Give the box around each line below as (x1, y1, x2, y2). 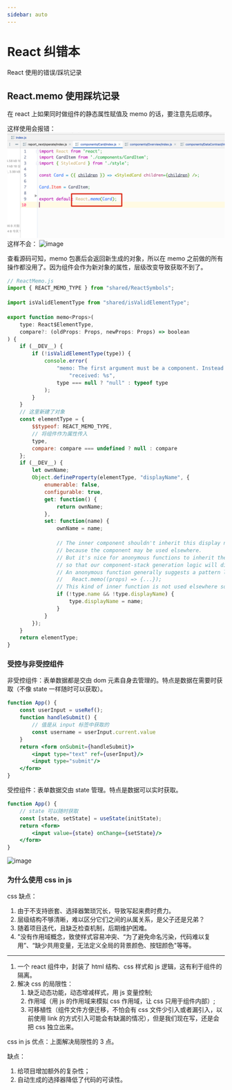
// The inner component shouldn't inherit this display (56, 539, 221, 547)
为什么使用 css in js (7, 875, 72, 885)
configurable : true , (43, 488, 104, 495)
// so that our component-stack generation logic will (56, 562, 217, 568)
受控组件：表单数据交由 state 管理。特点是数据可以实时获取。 (7, 786, 182, 794)
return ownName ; (56, 503, 104, 510)
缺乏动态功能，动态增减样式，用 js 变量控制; (27, 988, 153, 997)
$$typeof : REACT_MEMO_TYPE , (32, 423, 113, 430)
